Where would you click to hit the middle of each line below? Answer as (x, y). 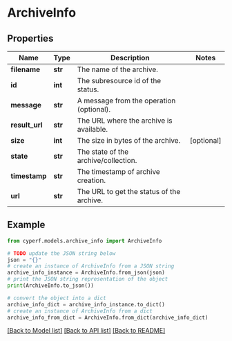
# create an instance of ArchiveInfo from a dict (80, 311)
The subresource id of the (119, 81)
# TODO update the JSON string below (61, 253)
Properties (30, 38)
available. (93, 129)
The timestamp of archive (118, 172)
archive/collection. (107, 160)
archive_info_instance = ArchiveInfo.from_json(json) (86, 273)
